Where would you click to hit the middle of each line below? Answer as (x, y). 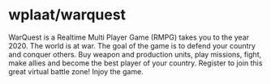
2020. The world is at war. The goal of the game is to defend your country (132, 45)
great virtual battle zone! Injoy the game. (76, 71)
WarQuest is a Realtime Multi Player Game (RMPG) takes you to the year (129, 37)
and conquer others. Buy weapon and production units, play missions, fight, (135, 54)
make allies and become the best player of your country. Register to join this (135, 63)
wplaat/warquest (67, 15)
